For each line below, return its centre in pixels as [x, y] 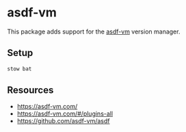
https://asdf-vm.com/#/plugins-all [65, 114]
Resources [30, 90]
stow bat [19, 69]
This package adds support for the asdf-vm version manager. [94, 31]
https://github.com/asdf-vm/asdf [63, 121]
